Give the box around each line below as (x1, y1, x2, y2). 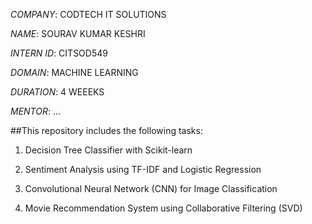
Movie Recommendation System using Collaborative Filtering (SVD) (24, 202, 303, 214)
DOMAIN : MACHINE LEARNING (10, 67, 139, 78)
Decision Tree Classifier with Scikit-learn (24, 144, 193, 156)
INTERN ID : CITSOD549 (10, 47, 108, 59)
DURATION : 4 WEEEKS (10, 86, 105, 98)
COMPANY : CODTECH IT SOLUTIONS (10, 9, 167, 20)
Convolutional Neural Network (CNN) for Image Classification (24, 183, 278, 194)
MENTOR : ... (10, 105, 62, 117)
